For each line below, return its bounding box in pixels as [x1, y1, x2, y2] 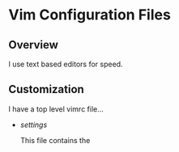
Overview [8, 38, 59, 52]
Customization [8, 82, 85, 96]
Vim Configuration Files [8, 6, 172, 24]
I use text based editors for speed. [8, 59, 123, 69]
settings [19, 120, 48, 129]
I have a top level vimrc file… [8, 103, 104, 114]
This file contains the [19, 135, 91, 145]
